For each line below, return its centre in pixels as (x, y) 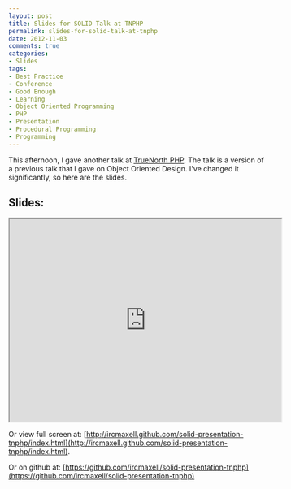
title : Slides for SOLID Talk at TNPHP (76, 24)
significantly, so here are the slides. (68, 177)
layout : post (30, 16)
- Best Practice (36, 76)
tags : (17, 69)
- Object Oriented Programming (61, 106)
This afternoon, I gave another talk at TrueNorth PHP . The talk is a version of (136, 160)
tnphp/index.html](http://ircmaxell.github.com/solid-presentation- (118, 443)
